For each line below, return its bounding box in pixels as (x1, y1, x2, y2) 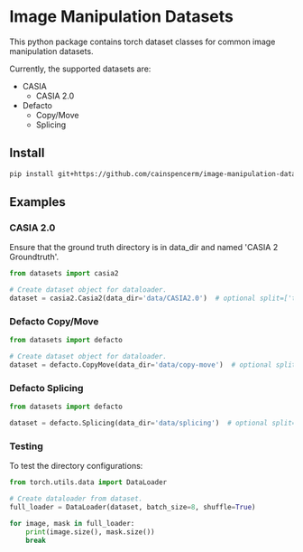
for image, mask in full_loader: (9, 519, 135, 528)
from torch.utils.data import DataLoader (9, 478, 168, 487)
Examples (9, 194, 66, 210)
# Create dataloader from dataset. (9, 494, 143, 503)
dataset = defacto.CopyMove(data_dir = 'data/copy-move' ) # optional (9, 360, 272, 370)
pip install (9, 169, 54, 178)
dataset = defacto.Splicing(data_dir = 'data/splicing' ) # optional (9, 418, 269, 428)
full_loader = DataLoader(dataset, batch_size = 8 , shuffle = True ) (9, 502, 256, 511)
